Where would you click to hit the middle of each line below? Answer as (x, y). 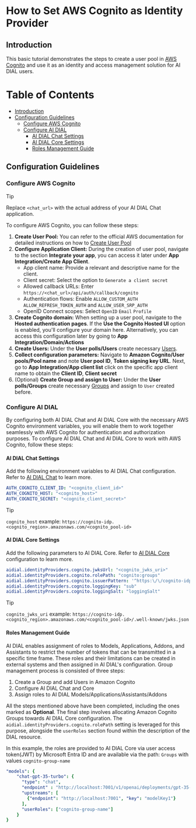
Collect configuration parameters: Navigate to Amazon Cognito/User (99, 355)
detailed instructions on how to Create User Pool (73, 243)
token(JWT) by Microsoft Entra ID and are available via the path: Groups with (97, 754)
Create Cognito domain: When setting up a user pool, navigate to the (98, 317)
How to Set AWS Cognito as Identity (94, 11)
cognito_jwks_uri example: (39, 614)
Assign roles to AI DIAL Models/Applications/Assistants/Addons (91, 694)
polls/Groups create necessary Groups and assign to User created (94, 386)
